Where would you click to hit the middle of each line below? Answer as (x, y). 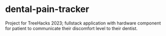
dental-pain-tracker (47, 9)
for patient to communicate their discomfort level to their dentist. (72, 28)
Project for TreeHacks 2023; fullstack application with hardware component (83, 23)
